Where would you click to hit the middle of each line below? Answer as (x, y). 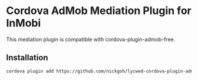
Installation (27, 58)
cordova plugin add (30, 71)
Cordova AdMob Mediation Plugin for (99, 11)
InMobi (24, 23)
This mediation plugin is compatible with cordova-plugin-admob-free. (91, 39)
